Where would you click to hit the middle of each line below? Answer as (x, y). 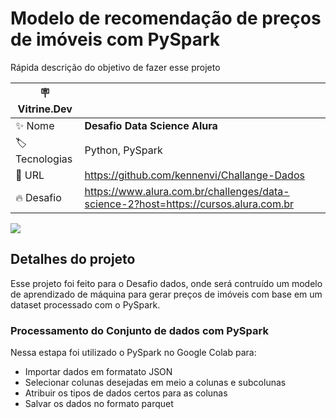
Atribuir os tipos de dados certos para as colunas (126, 393)
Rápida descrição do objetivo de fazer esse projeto (115, 67)
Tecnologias (44, 159)
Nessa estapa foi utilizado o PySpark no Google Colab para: (133, 353)
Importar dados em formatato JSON (98, 372)
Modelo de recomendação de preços (166, 18)
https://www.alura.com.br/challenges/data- (187, 191)
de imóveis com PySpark (115, 39)
